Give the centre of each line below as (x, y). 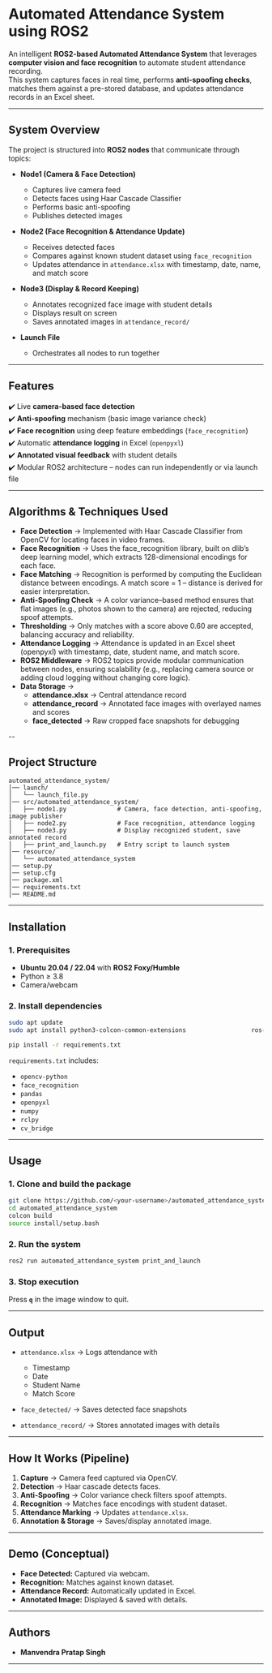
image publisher (36, 816)
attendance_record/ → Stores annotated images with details (120, 1426)
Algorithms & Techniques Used (88, 512)
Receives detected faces (74, 247)
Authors (30, 1633)
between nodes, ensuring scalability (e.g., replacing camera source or (137, 669)
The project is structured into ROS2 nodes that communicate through (124, 149)
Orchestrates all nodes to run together (96, 353)
